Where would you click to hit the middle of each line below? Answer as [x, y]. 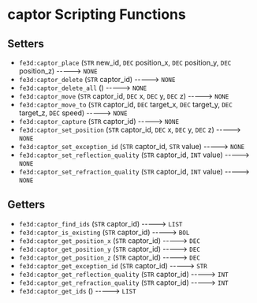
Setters [26, 44]
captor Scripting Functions [97, 15]
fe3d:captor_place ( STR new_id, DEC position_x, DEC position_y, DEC [125, 62]
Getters [26, 205]
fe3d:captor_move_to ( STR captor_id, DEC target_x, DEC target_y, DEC [126, 105]
